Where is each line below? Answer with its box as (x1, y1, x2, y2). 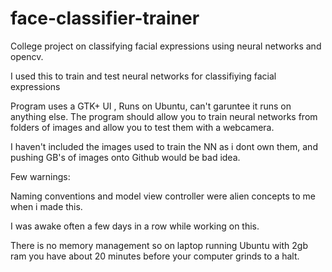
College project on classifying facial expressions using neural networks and (10, 40, 322, 52)
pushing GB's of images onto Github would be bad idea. (10, 151, 241, 163)
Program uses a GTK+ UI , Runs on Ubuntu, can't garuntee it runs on (10, 100, 292, 112)
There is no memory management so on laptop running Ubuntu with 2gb (10, 239, 308, 251)
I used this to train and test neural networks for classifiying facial (10, 70, 277, 82)
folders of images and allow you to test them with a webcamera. (10, 121, 275, 133)
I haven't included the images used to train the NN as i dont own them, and (10, 140, 318, 152)
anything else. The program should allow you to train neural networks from (10, 110, 318, 122)
